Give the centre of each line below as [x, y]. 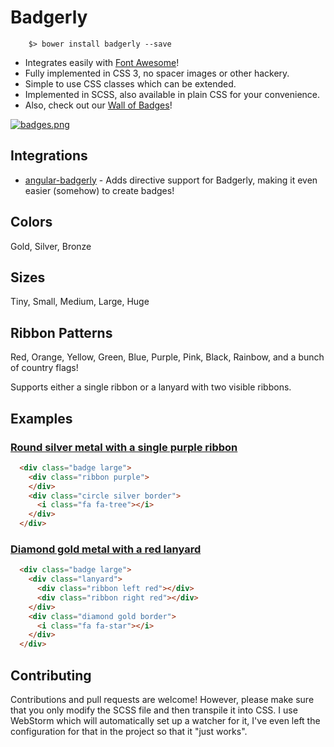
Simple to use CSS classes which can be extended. [130, 83]
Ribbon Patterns [61, 332]
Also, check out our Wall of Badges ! [98, 105]
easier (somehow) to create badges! [99, 190]
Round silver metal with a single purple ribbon [124, 447]
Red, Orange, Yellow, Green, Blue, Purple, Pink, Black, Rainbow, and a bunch [167, 357]
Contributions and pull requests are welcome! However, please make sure [162, 699]
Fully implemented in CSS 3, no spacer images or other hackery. [157, 73]
